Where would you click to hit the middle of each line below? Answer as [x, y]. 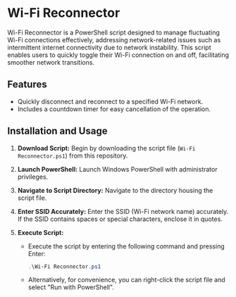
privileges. [33, 177]
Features [27, 85]
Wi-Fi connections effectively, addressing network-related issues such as [114, 39]
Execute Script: [41, 232]
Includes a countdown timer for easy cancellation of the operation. [114, 109]
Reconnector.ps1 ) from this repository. [73, 156]
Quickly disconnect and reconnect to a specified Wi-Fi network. [110, 101]
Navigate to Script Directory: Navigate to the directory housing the [115, 190]
